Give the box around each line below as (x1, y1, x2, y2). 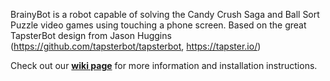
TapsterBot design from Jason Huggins (10, 30, 172, 41)
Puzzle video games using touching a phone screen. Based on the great (10, 19, 307, 31)
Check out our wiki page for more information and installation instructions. (10, 60, 318, 71)
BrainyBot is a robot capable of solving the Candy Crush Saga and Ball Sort (10, 9, 320, 20)
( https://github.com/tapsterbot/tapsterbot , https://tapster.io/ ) (10, 40, 262, 52)
